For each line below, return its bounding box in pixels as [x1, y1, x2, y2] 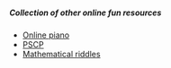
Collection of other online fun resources [9, 7, 162, 18]
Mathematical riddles [22, 48, 101, 59]
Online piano [22, 30, 70, 40]
